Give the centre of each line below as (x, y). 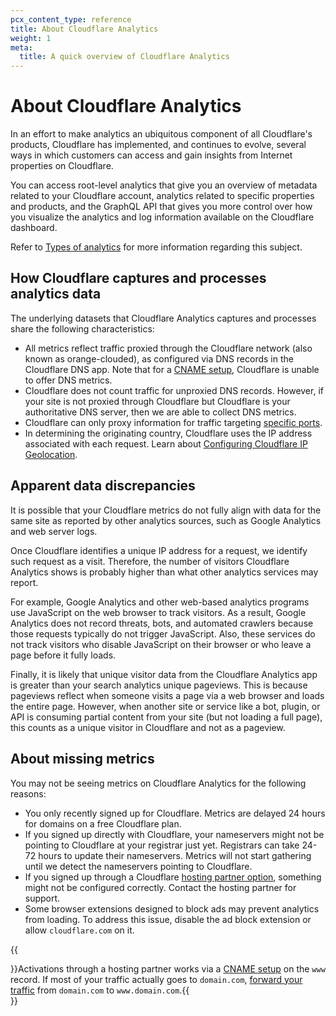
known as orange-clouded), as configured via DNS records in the (159, 358)
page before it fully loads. (63, 655)
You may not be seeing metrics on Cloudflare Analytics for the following (158, 783)
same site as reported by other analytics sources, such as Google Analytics (166, 520)
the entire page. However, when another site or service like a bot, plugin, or (165, 706)
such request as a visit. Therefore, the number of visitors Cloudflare (150, 561)
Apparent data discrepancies (103, 486)
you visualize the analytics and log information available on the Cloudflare (162, 217)
